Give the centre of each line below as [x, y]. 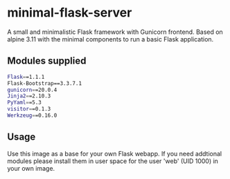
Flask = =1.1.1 [26, 77]
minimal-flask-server [70, 13]
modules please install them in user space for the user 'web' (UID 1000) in [113, 161]
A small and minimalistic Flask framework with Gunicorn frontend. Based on [115, 32]
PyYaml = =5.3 [24, 103]
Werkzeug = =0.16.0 [32, 115]
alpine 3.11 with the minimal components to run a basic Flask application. [110, 39]
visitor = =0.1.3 [29, 109]
